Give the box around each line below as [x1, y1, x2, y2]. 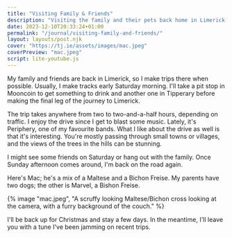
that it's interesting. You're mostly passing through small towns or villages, [7, 132, 220, 140]
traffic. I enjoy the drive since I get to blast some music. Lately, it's [7, 117, 197, 126]
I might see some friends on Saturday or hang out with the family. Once [7, 153, 211, 161]
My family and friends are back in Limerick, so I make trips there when [7, 74, 208, 83]
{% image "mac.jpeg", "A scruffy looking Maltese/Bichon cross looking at [7, 194, 217, 203]
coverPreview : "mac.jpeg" [7, 49, 82, 56]
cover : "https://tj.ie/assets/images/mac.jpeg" [7, 42, 148, 49]
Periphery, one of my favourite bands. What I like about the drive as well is [7, 124, 220, 133]
